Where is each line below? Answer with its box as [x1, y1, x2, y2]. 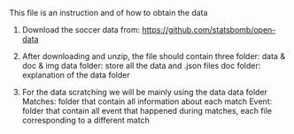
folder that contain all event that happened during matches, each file [21, 106, 273, 115]
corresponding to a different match [21, 115, 151, 125]
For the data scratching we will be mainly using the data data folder [21, 87, 268, 97]
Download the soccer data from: [21, 25, 140, 34]
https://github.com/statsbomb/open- [141, 25, 276, 34]
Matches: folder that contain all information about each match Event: [21, 96, 273, 107]
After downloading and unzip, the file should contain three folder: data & [21, 51, 286, 61]
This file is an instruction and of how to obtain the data [9, 8, 208, 18]
